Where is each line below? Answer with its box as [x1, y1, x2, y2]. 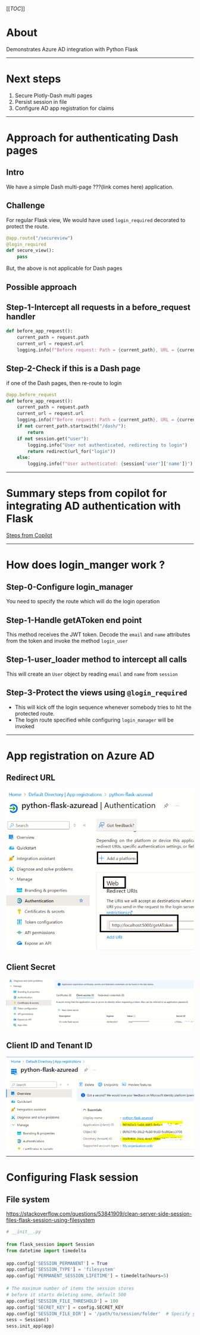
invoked [14, 722, 35, 730]
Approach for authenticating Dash [6, 131, 179, 145]
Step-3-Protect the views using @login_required [6, 687, 187, 698]
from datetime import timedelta [6, 1247, 86, 1254]
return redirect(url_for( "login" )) [27, 448, 116, 454]
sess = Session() [6, 1317, 49, 1323]
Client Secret [6, 962, 56, 972]
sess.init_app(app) [6, 1323, 55, 1330]
